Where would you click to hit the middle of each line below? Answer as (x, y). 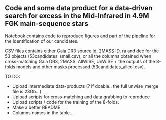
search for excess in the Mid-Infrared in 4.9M (77, 16)
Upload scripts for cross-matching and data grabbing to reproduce (81, 97)
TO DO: (13, 76)
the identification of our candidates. (42, 41)
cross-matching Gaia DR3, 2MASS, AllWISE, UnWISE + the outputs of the (80, 61)
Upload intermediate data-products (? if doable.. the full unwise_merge (85, 86)
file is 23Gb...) (27, 91)
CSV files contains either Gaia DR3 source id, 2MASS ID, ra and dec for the (82, 51)
